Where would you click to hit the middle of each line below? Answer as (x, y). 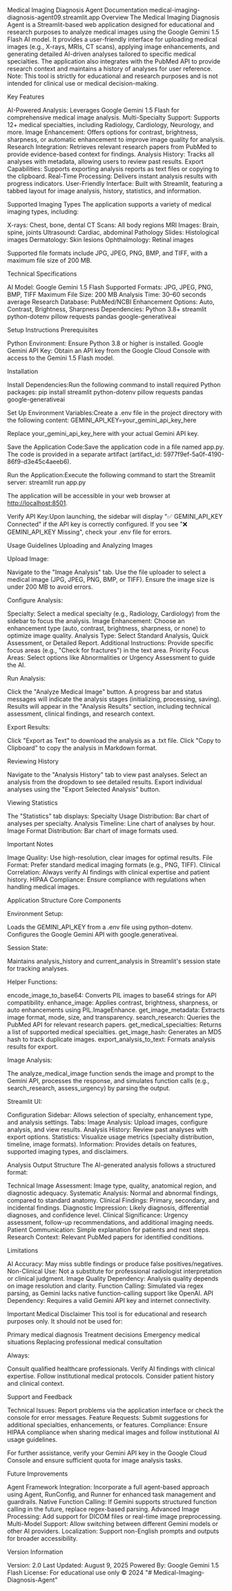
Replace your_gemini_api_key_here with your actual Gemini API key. (103, 434)
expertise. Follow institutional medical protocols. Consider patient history (111, 1376)
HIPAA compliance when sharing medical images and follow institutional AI (113, 1432)
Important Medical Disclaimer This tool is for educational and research (107, 1314)
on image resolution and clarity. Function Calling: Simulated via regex (105, 1286)
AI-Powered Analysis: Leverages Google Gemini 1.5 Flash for (93, 110)
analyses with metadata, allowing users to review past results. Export (105, 161)
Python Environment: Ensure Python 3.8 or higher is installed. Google (105, 343)
